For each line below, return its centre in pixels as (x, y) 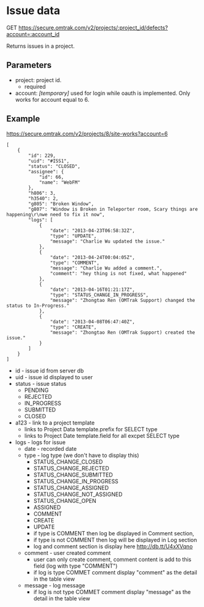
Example (23, 119)
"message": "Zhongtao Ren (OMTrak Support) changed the (122, 300)
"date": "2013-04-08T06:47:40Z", (93, 322)
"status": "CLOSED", (54, 166)
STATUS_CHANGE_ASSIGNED (71, 488)
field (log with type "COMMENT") (75, 566)
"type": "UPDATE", (73, 236)
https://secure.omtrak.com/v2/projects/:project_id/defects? (93, 28)
